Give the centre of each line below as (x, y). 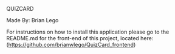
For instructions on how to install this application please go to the (88, 32)
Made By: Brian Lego (33, 20)
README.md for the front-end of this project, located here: (80, 38)
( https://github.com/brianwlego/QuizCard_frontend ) (71, 45)
